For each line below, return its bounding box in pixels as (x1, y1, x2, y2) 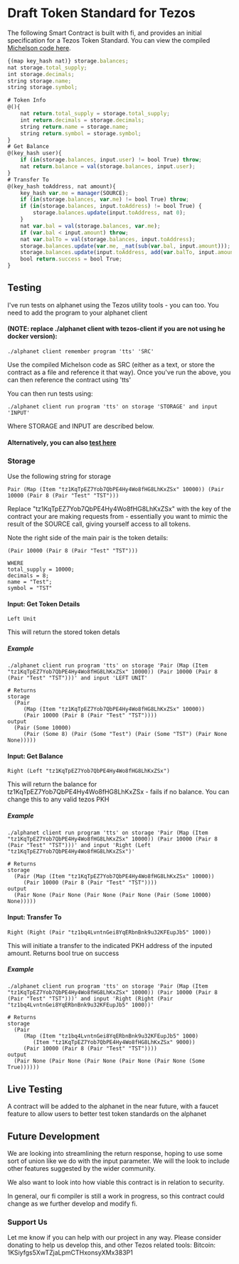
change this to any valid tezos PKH (7, 795, 110, 804)
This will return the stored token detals (7, 628, 120, 636)
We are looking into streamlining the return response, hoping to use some (7, 1149, 223, 1158)
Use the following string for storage (7, 472, 112, 480)
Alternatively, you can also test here (7, 438, 117, 446)
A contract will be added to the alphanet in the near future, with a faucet (7, 1102, 219, 1111)
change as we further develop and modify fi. (7, 1199, 138, 1208)
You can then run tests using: (7, 389, 93, 398)
